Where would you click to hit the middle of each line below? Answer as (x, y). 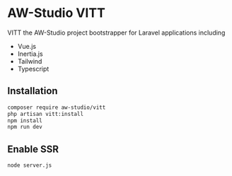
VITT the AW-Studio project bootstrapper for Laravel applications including (116, 33)
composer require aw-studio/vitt (57, 107)
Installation (33, 91)
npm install (25, 121)
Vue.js (27, 46)
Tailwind (30, 61)
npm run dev (25, 127)
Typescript (33, 69)
